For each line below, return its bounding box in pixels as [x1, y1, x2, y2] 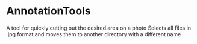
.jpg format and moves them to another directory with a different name [6, 30, 181, 37]
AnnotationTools [6, 4, 92, 18]
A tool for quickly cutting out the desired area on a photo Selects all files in [6, 24, 192, 31]
